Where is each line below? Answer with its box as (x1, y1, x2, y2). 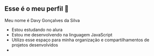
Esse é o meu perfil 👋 (4, 5, 69, 13)
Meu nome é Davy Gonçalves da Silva (4, 17, 80, 23)
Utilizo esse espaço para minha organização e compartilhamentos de (11, 37, 150, 43)
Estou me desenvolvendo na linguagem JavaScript (11, 32, 112, 37)
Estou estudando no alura (11, 27, 63, 33)
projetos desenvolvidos (11, 42, 58, 48)
